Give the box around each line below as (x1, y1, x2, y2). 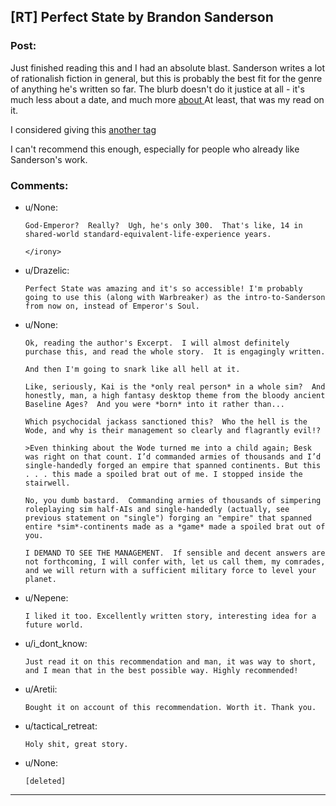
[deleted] (24, 776, 67, 786)
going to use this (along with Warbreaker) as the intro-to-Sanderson (24, 292, 326, 302)
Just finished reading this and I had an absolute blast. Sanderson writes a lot (10, 61, 326, 74)
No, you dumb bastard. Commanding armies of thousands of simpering (24, 495, 322, 505)
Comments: (10, 178, 69, 192)
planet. (24, 574, 57, 584)
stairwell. (24, 478, 71, 488)
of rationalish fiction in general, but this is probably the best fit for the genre (10, 72, 323, 84)
